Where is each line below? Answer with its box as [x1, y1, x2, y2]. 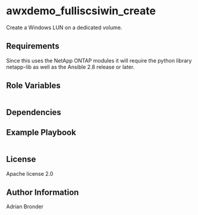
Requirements [6, 41, 59, 51]
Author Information [6, 187, 79, 197]
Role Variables [6, 80, 61, 91]
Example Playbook [6, 127, 76, 138]
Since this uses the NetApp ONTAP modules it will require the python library [6, 57, 192, 64]
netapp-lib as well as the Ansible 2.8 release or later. [6, 63, 135, 70]
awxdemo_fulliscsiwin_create [6, 4, 156, 18]
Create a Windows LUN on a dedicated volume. [6, 24, 122, 31]
